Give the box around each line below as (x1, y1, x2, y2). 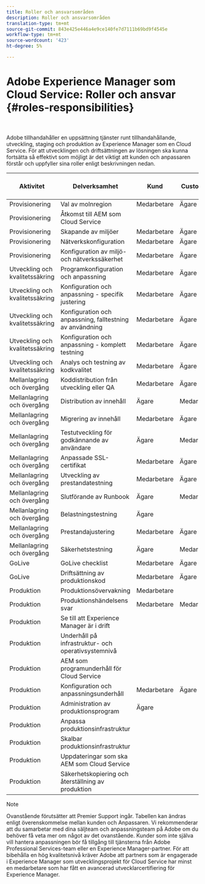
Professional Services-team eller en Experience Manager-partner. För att (6, 844, 190, 852)
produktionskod (60, 576, 106, 585)
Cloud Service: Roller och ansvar (6, 88, 176, 101)
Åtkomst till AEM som (60, 210, 121, 218)
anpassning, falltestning (60, 315, 129, 324)
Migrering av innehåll (60, 414, 121, 423)
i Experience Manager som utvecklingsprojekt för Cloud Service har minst (6, 858, 192, 865)
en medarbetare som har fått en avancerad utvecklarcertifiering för (6, 864, 175, 871)
